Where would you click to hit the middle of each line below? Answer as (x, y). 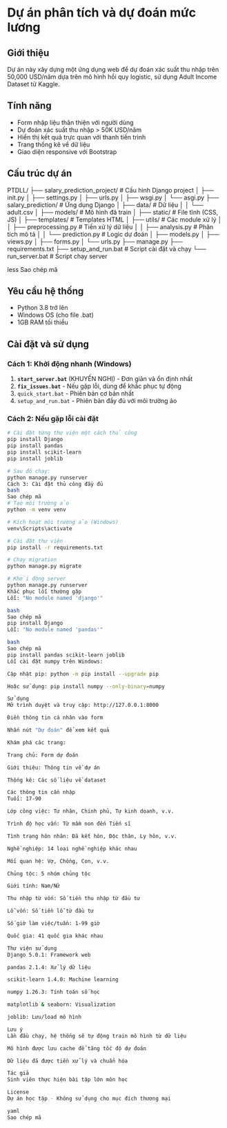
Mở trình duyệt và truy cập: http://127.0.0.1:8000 (83, 706)
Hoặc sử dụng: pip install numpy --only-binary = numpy (86, 686)
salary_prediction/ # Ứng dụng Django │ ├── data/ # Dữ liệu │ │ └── (106, 204)
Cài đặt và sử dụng (48, 344)
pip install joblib (35, 458)
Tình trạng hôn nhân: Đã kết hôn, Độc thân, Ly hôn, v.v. (92, 836)
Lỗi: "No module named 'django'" (55, 598)
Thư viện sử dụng (32, 948)
